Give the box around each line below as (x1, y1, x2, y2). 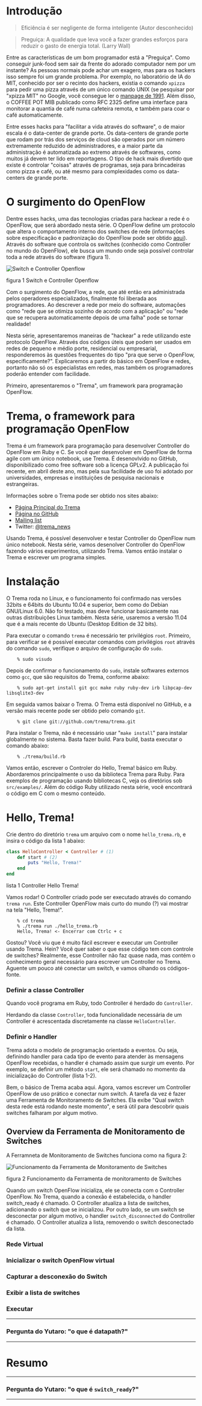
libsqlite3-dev (6, 690, 44, 696)
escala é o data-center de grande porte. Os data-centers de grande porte (6, 129, 189, 137)
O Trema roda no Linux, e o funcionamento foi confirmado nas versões (6, 594, 182, 602)
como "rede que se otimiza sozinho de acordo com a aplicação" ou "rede (6, 307, 188, 315)
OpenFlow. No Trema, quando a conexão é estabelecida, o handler (6, 1193, 171, 1200)
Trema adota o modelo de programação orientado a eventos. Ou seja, (6, 1046, 179, 1054)
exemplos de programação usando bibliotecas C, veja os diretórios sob (6, 777, 183, 784)
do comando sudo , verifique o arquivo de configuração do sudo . (6, 645, 164, 652)
